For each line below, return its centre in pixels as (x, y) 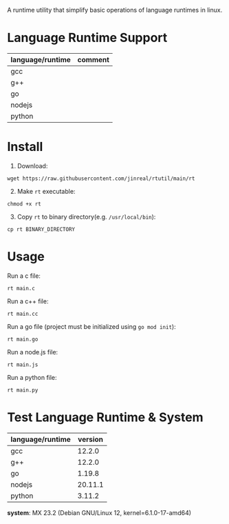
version (90, 439)
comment (94, 59)
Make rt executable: (46, 191)
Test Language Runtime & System (106, 417)
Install (25, 147)
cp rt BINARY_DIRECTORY (41, 229)
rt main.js (23, 365)
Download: (32, 165)
